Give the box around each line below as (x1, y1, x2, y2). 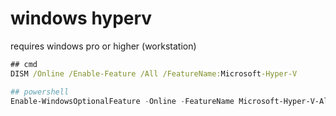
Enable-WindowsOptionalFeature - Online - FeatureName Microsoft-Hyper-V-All (10, 96, 333, 106)
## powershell (10, 87, 70, 97)
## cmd (10, 59, 38, 69)
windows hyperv (10, 7, 153, 30)
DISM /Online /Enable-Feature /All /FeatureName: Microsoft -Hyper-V (10, 68, 298, 79)
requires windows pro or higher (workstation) (10, 40, 197, 52)
